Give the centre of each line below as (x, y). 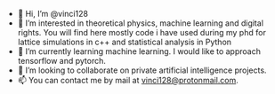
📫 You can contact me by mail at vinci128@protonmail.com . (128, 80)
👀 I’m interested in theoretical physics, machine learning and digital (141, 23)
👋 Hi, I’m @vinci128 (53, 14)
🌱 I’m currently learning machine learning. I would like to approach (139, 51)
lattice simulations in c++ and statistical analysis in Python (125, 42)
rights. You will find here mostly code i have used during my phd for (142, 32)
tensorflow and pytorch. (62, 61)
